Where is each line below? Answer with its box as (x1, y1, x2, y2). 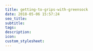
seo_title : (5, 16, 27, 21)
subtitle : (5, 20, 25, 26)
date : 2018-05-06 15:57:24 (5, 12, 60, 17)
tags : (5, 25, 16, 30)
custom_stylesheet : (5, 39, 45, 44)
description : (5, 30, 32, 34)
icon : (5, 34, 16, 39)
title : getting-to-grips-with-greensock (5, 7, 89, 12)
